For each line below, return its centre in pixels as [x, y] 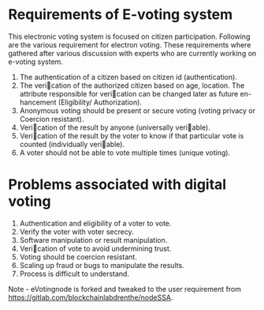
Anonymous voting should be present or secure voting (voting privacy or [138, 110]
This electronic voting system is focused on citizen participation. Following [129, 36]
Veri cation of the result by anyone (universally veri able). [115, 127]
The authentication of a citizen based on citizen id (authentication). [128, 77]
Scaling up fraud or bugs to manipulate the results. [102, 265]
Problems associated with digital [117, 185]
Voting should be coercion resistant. [78, 257]
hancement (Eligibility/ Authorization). [80, 102]
